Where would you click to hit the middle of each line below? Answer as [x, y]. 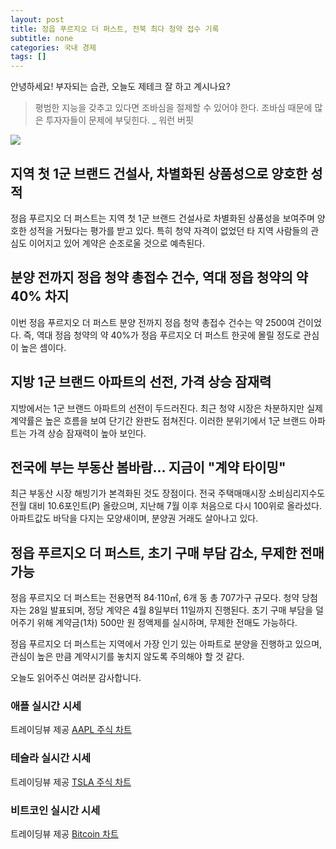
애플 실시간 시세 [46, 706]
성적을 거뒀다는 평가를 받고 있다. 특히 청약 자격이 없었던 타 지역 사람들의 [168, 230]
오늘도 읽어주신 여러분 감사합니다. [76, 678]
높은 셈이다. [43, 347]
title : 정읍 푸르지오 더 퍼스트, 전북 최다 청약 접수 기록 [115, 29]
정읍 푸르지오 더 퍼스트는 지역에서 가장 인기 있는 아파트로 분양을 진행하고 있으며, [166, 644]
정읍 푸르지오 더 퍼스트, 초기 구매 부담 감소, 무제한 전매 [167, 552]
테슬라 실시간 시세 [51, 758]
